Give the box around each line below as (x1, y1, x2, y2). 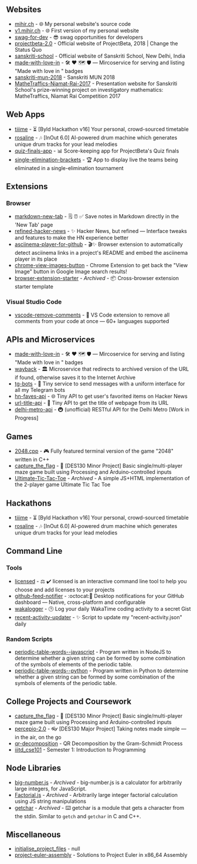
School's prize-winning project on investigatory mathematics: (14, 86, 164, 93)
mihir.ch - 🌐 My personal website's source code (14, 20, 131, 27)
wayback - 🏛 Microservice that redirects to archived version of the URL (14, 365, 189, 373)
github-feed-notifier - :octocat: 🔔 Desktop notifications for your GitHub (14, 592, 185, 599)
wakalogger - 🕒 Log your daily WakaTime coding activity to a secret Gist (14, 605, 191, 612)
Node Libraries (6, 763, 62, 773)
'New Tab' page (14, 221, 53, 228)
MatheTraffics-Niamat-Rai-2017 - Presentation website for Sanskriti (14, 79, 178, 87)
